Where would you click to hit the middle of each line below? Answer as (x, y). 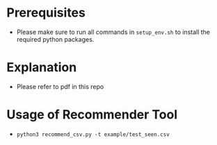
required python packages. (55, 39)
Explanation (42, 68)
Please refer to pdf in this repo (60, 86)
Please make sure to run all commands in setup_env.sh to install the (113, 32)
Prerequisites (46, 13)
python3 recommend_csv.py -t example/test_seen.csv (93, 134)
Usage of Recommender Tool (92, 115)
